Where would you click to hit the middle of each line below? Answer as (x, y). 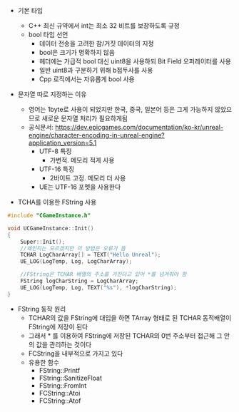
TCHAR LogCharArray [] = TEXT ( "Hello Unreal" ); (91, 255)
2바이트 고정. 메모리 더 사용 (88, 178)
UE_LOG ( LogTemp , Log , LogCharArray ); (76, 262)
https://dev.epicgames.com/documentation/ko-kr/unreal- (139, 127)
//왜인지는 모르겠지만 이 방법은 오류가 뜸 (73, 248)
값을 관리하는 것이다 (64, 344)
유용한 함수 (44, 362)
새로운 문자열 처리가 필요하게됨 (85, 118)
